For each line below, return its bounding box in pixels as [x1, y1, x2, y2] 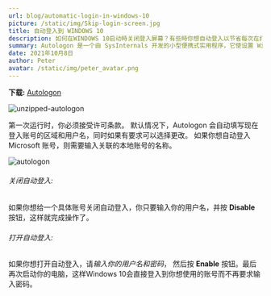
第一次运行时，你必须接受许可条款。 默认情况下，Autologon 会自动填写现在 [8, 120, 259, 130]
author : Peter [8, 57, 56, 65]
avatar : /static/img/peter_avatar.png [8, 65, 139, 73]
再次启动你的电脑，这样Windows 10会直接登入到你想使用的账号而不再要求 [8, 269, 254, 279]
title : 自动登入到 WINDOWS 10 [8, 27, 104, 35]
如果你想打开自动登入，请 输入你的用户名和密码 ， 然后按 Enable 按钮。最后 [8, 259, 257, 269]
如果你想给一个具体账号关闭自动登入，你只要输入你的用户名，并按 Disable [8, 202, 256, 212]
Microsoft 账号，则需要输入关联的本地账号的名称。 [8, 140, 177, 150]
